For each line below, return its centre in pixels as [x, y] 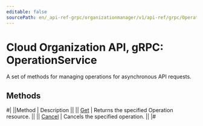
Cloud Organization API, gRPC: [85, 47]
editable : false [27, 12]
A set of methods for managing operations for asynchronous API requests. [99, 77]
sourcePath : [21, 17]
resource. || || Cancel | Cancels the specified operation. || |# [81, 117]
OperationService [52, 60]
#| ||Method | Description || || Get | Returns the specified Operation [90, 110]
